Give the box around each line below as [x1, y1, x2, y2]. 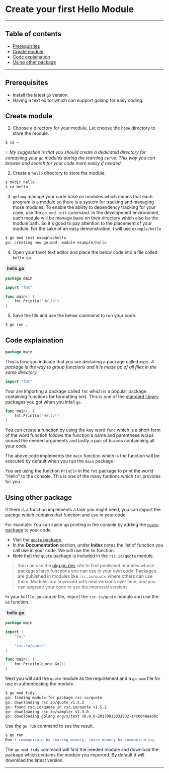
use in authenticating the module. [5, 681, 74, 686]
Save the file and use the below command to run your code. [12, 313, 137, 319]
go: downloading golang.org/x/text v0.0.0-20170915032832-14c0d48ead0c [5, 714, 158, 719]
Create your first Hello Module [5, 4, 134, 15]
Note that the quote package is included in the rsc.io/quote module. [12, 553, 154, 559]
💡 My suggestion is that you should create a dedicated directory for [5, 149, 146, 156]
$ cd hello [5, 185, 28, 190]
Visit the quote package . [12, 537, 63, 543]
